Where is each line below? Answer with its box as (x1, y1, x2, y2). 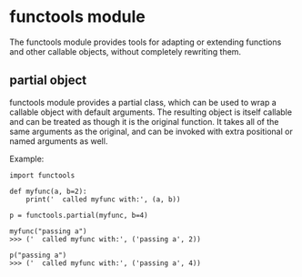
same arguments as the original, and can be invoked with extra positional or (9, 126, 293, 137)
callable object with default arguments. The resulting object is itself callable (9, 107, 293, 118)
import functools (9, 170, 75, 180)
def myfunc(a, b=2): (9, 187, 88, 196)
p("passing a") (9, 251, 67, 260)
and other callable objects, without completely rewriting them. (9, 46, 242, 56)
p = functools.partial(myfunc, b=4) (9, 210, 148, 220)
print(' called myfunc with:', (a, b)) (25, 194, 181, 204)
